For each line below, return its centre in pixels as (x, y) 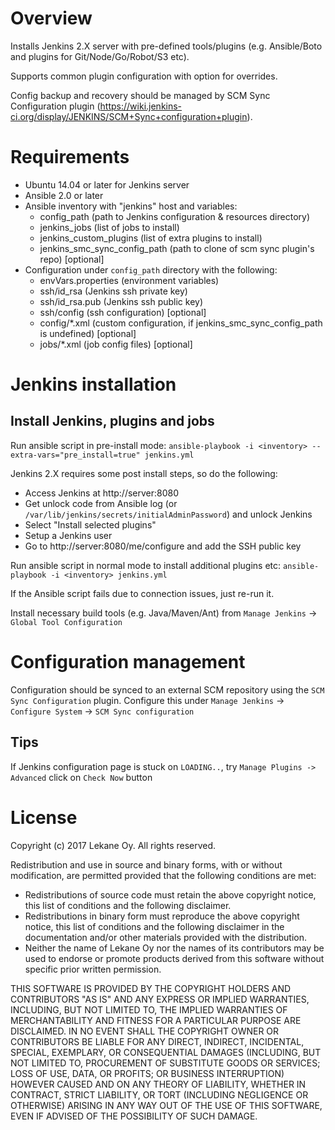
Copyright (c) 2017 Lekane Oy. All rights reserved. (113, 845)
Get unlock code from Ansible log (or (101, 503)
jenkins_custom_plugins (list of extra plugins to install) (151, 238)
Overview (51, 18)
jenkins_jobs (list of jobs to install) (109, 227)
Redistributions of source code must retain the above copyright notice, (170, 894)
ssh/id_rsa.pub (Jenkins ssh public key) (121, 301)
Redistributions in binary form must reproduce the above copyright (162, 916)
